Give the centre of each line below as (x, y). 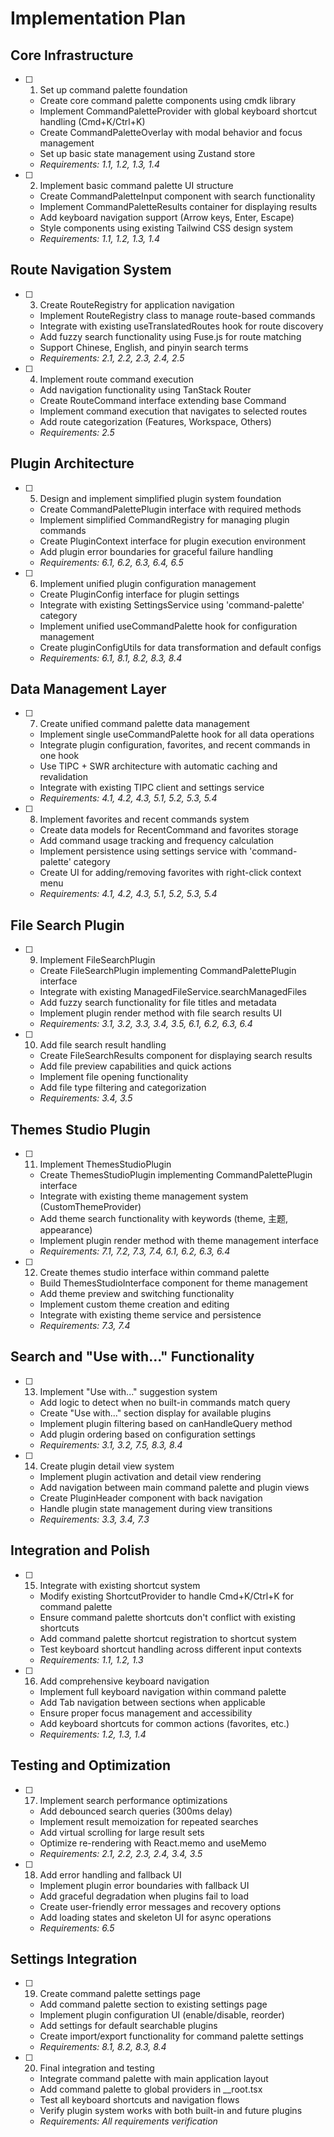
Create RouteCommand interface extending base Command (163, 400)
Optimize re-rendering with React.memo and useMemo (153, 1843)
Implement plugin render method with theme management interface (179, 1241)
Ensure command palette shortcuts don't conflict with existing (167, 1617)
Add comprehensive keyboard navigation (124, 1681)
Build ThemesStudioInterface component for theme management (173, 1283)
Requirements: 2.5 (77, 432)
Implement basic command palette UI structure (136, 185)
